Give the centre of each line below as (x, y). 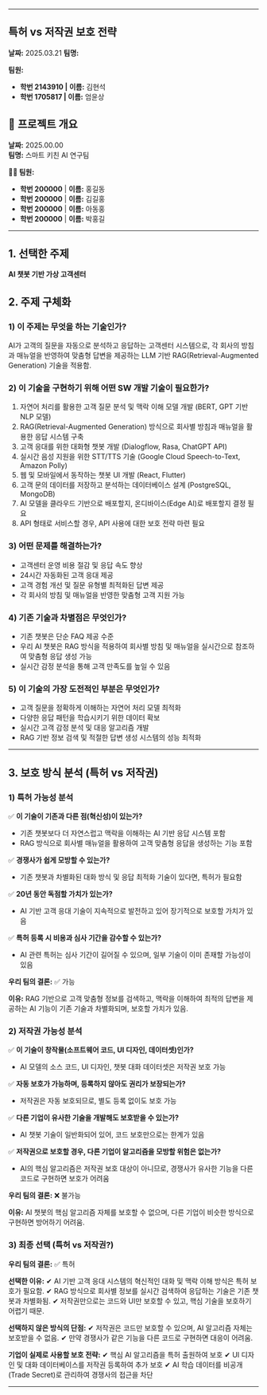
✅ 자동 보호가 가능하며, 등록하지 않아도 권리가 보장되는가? (97, 1084)
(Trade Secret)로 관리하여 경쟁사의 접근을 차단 (81, 1374)
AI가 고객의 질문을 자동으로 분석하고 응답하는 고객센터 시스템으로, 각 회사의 (124, 346)
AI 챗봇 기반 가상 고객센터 (47, 274)
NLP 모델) (35, 417)
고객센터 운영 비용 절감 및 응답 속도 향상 (81, 565)
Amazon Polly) (43, 466)
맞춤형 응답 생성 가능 (60, 656)
